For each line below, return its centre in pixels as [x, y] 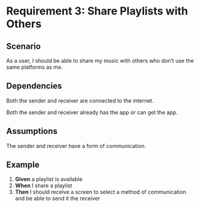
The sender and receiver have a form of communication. [76, 145]
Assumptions [32, 131]
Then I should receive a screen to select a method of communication [101, 192]
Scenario [23, 46]
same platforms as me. [35, 67]
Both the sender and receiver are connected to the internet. [80, 100]
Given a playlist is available [49, 179]
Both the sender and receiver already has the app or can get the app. [92, 112]
